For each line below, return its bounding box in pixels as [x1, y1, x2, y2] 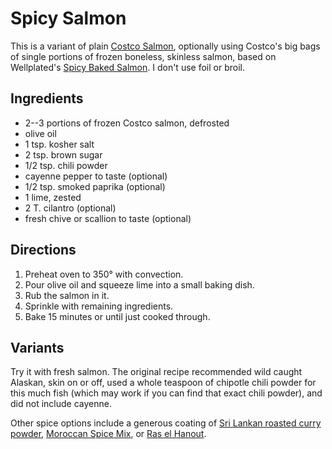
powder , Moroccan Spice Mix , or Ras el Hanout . [10, 428, 207, 440]
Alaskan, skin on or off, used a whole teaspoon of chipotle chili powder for [10, 377, 317, 389]
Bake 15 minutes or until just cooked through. [24, 310, 211, 322]
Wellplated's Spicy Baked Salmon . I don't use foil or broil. [10, 61, 245, 73]
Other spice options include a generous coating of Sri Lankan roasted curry [10, 417, 322, 429]
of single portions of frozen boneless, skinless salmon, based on [10, 50, 277, 62]
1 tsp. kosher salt [24, 138, 95, 150]
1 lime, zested [24, 191, 82, 203]
